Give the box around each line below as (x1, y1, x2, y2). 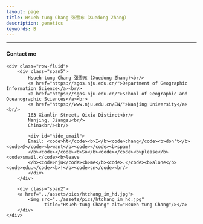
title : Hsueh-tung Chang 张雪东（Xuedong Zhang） (6, 14, 129, 21)
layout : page (6, 8, 39, 15)
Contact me (6, 50, 36, 57)
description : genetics (6, 20, 63, 26)
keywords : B (6, 25, 36, 32)
